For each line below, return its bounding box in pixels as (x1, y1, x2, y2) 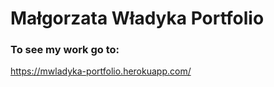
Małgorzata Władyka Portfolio (10, 7, 265, 30)
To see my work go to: (10, 43, 120, 57)
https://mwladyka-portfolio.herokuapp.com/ (10, 65, 192, 77)
